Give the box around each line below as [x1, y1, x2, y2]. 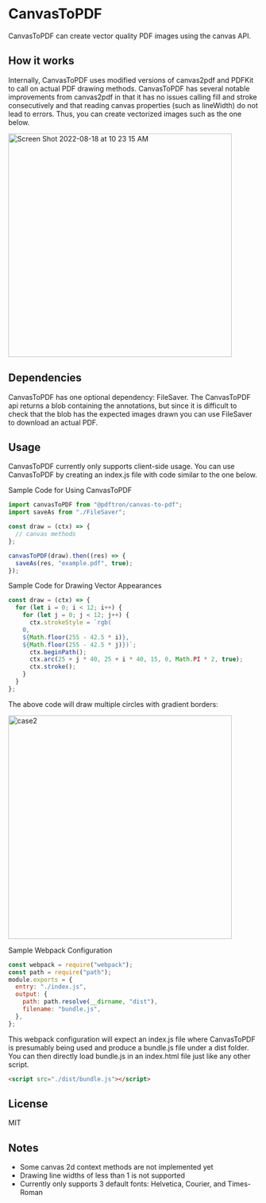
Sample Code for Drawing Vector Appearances [8, 581, 162, 591]
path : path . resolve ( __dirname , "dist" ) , [22, 998, 158, 1006]
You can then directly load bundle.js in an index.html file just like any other [8, 1051, 251, 1061]
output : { [15, 991, 48, 999]
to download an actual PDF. [8, 417, 98, 427]
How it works [8, 54, 75, 68]
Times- [227, 1179, 252, 1189]
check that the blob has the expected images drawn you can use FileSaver [8, 409, 253, 418]
